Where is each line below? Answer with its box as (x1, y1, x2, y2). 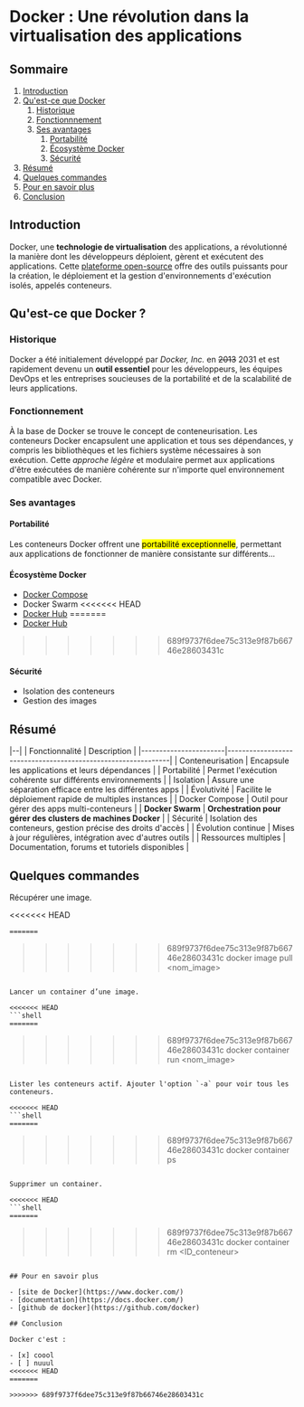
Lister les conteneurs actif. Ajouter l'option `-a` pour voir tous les (9, 1079, 290, 1089)
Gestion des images (22, 695, 98, 706)
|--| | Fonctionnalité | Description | (9, 746, 138, 757)
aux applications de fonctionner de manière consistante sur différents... (9, 548, 276, 559)
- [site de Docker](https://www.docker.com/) (9, 1287, 184, 1297)
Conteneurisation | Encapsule (179, 755, 290, 766)
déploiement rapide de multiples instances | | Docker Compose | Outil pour (9, 794, 289, 805)
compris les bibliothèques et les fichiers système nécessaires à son (9, 445, 261, 456)
